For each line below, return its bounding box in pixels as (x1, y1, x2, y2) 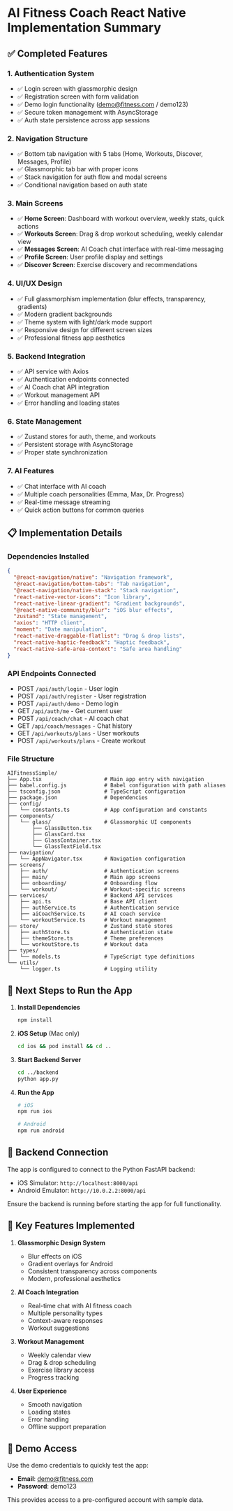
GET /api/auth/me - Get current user (17, 706, 123, 715)
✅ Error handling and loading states (17, 399, 120, 407)
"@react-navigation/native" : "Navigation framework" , (13, 574, 173, 581)
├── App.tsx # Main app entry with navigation (7, 776, 204, 783)
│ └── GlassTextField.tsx (7, 843, 101, 850)
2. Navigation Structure (7, 134, 89, 143)
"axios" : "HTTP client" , (13, 620, 86, 626)
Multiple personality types (27, 1309, 103, 1317)
